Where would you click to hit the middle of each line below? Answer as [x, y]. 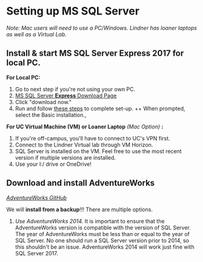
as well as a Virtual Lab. [36, 34]
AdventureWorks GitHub [37, 197]
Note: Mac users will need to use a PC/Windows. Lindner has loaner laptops [101, 28]
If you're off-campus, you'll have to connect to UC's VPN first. [93, 138]
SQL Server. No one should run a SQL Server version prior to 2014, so [102, 240]
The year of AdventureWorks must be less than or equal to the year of [102, 234]
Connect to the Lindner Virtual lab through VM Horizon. [84, 145]
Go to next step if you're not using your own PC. [75, 89]
